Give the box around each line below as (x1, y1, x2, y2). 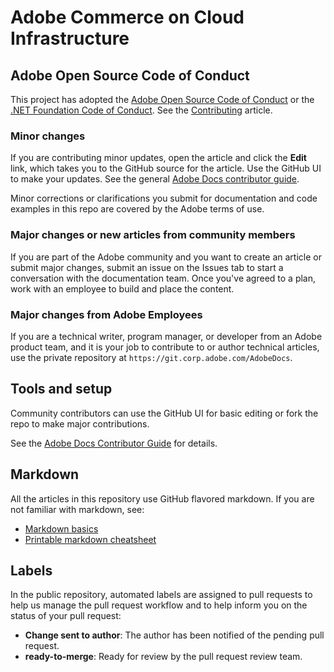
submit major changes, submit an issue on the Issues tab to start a (10, 261, 284, 273)
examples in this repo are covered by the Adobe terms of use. (10, 203, 265, 215)
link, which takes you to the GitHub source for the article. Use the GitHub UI (10, 162, 322, 175)
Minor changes (10, 129, 86, 143)
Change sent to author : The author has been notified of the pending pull (24, 629, 325, 641)
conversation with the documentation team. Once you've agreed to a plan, (10, 272, 317, 284)
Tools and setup (10, 381, 113, 398)
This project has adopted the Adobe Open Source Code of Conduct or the (10, 94, 315, 105)
